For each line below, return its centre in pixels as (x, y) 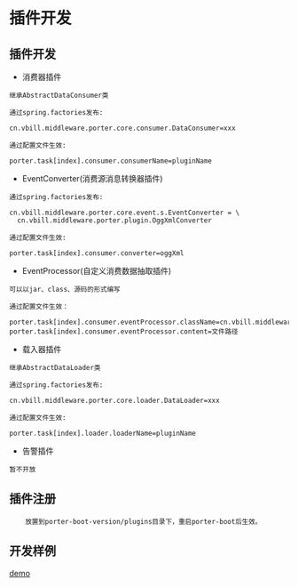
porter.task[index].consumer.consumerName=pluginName (111, 161)
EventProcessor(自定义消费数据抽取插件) (97, 271)
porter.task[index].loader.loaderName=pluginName (103, 433)
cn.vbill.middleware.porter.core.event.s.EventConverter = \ (125, 213)
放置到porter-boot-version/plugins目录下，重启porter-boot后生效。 (144, 521)
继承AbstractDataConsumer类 (59, 95)
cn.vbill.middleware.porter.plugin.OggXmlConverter (115, 221)
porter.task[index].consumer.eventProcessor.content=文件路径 (124, 332)
